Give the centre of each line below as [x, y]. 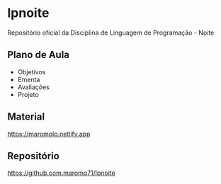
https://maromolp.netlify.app [49, 134]
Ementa [29, 79]
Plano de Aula [38, 55]
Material [26, 117]
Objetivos [32, 71]
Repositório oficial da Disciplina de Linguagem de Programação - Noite [111, 33]
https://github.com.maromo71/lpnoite [61, 173]
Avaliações [33, 87]
